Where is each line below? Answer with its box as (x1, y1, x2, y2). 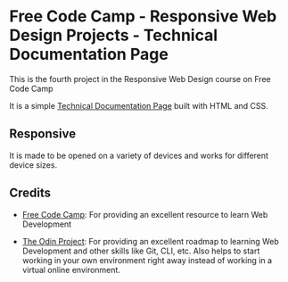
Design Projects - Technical (9, 25, 218, 46)
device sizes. (9, 159, 58, 170)
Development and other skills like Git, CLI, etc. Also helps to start (21, 245, 260, 256)
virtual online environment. (21, 264, 120, 275)
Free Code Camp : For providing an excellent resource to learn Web (21, 209, 268, 220)
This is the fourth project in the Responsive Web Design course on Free (9, 73, 271, 84)
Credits (9, 186, 52, 201)
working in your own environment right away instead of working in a (21, 254, 273, 265)
